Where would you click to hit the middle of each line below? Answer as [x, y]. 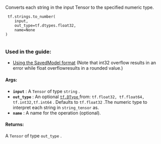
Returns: [15, 125]
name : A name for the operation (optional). [57, 113]
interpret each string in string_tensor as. [56, 107]
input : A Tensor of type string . [46, 91]
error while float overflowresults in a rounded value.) [68, 68]
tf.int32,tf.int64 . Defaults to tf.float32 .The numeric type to [80, 102]
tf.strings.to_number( [32, 17]
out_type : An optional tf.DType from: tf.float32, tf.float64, [78, 97]
